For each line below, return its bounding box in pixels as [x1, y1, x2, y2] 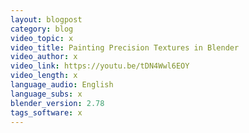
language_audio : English [10, 80, 114, 90]
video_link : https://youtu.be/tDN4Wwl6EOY [10, 61, 190, 71]
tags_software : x [10, 107, 83, 118]
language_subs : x [10, 89, 83, 99]
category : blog [10, 24, 74, 34]
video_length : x [10, 71, 78, 81]
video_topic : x [10, 33, 74, 43]
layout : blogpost [10, 14, 83, 25]
